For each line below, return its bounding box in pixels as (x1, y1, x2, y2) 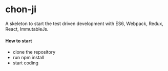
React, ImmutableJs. (5, 26, 49, 32)
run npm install (12, 55, 45, 61)
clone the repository (12, 49, 56, 55)
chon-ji (5, 4, 37, 15)
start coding (12, 60, 38, 66)
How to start (5, 37, 32, 44)
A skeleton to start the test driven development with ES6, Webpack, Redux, (5, 20, 164, 27)
